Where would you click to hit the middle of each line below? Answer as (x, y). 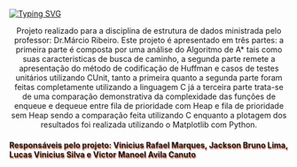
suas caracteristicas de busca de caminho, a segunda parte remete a (149, 59)
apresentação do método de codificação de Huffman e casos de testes (149, 68)
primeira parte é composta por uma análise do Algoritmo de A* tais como (149, 49)
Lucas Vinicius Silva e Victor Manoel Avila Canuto (103, 154)
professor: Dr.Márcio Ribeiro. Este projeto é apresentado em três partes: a (149, 40)
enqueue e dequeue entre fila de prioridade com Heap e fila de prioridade (149, 106)
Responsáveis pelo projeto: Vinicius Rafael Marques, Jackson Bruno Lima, (148, 145)
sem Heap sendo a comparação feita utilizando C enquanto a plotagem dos (149, 115)
